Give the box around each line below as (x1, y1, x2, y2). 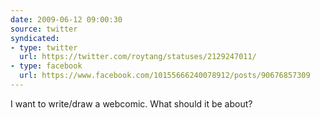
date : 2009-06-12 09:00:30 (10, 14, 123, 25)
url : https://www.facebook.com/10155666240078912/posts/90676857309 (19, 71, 311, 81)
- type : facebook (10, 61, 83, 71)
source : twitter (10, 24, 78, 34)
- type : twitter (10, 42, 78, 53)
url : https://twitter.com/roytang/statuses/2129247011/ (19, 52, 257, 62)
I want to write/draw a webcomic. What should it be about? (10, 97, 253, 110)
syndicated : (10, 33, 60, 43)
